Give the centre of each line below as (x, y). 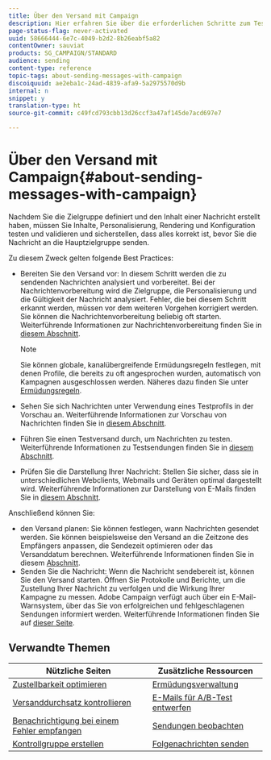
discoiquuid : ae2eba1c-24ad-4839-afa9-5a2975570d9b (97, 83)
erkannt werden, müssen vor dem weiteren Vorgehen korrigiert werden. (139, 308)
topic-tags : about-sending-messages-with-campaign (95, 76)
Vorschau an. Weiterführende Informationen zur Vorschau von (123, 414)
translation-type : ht (45, 106)
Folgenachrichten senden (200, 744)
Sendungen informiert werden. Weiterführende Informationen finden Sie (140, 614)
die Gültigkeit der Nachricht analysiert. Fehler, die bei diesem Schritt (133, 299)
